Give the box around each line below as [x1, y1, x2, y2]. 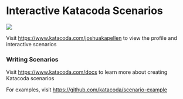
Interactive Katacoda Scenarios [6, 4, 163, 18]
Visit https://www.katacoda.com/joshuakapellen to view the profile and [6, 34, 177, 42]
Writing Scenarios [6, 55, 59, 63]
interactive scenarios [6, 40, 57, 47]
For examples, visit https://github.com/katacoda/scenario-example [6, 86, 167, 93]
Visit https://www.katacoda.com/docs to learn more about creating [6, 69, 168, 76]
